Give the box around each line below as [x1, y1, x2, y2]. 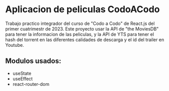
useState [12, 70, 31, 76]
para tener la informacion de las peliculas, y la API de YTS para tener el [5, 31, 154, 37]
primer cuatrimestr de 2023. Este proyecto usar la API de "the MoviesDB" [5, 25, 159, 32]
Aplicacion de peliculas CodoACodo [5, 4, 160, 15]
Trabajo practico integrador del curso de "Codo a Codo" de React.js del [5, 20, 155, 26]
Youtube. [5, 42, 24, 48]
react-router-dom [12, 81, 50, 87]
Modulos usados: [5, 57, 61, 66]
